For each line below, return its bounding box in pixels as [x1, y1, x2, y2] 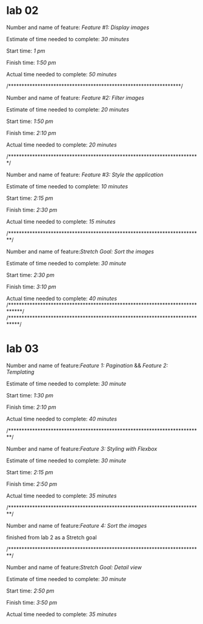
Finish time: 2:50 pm [6, 480, 58, 488]
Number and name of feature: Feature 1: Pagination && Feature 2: [6, 362, 168, 369]
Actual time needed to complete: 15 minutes [6, 217, 116, 225]
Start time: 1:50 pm [6, 118, 53, 125]
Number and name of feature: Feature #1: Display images [6, 24, 150, 31]
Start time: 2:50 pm [6, 587, 55, 594]
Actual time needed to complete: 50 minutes [6, 70, 117, 78]
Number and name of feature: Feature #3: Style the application [6, 171, 164, 178]
